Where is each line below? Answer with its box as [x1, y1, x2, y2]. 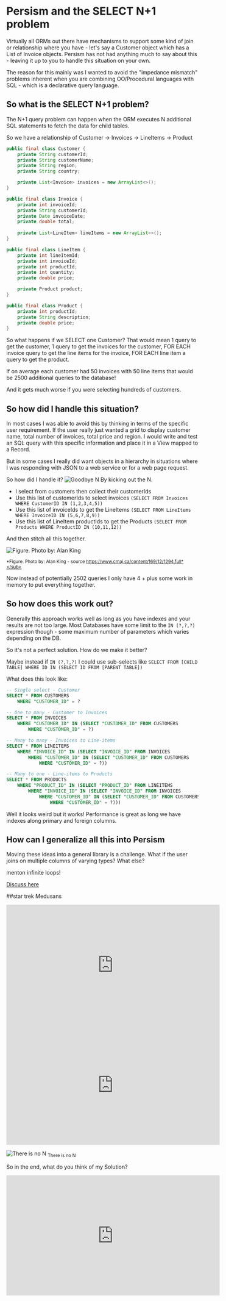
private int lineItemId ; [17, 252, 80, 259]
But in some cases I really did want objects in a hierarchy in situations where [6, 457, 198, 465]
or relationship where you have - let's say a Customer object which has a [6, 44, 189, 51]
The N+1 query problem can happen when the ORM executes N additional [6, 115, 192, 123]
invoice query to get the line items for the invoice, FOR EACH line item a [6, 349, 186, 357]
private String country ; [17, 168, 80, 174]
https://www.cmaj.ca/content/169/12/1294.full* [86, 559, 184, 565]
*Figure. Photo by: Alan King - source [6, 559, 85, 565]
